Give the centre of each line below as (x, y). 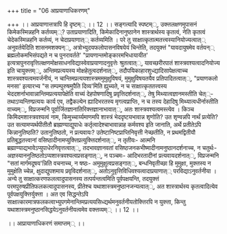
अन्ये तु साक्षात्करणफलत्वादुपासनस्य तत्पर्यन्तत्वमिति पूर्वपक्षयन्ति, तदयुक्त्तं (83, 179)
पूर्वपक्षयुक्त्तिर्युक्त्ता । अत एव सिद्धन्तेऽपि (48, 194)
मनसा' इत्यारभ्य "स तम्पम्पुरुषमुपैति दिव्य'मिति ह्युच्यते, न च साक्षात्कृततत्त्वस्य (87, 86)
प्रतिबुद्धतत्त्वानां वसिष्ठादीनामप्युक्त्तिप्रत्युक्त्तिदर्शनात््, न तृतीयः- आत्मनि (81, 140)
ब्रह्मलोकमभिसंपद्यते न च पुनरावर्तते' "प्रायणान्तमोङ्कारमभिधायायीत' (78, 55)
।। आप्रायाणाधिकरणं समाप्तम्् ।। (46, 223)
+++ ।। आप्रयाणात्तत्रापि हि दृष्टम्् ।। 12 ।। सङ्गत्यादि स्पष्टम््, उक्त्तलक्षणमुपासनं (102, 24)
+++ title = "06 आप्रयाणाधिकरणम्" (49, 11)
